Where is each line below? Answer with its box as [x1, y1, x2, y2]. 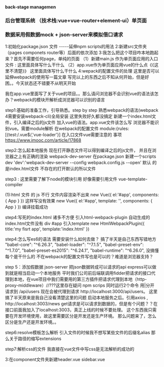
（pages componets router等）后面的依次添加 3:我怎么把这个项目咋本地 [5, 49, 150, 55]
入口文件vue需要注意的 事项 [66, 131, 122, 137]
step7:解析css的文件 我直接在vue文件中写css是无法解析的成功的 [5, 346, 135, 352]
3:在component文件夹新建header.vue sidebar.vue [5, 356, 105, 362]
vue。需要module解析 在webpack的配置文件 [9, 125, 99, 131]
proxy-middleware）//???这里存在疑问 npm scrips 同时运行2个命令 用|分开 [5, 282, 155, 288]
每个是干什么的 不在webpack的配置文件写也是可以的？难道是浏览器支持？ [5, 253, 154, 259]
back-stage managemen [5, 4, 56, 10]
